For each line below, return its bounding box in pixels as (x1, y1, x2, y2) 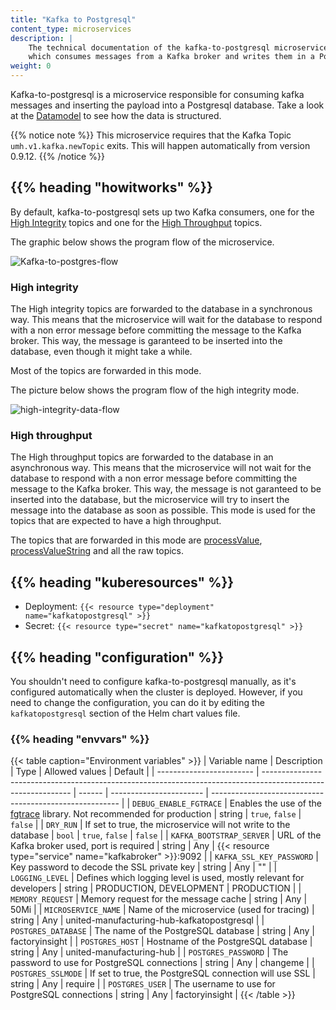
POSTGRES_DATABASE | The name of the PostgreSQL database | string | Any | (10, 925, 315, 937)
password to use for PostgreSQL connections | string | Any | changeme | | (10, 957, 315, 969)
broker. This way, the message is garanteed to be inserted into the (10, 335, 283, 347)
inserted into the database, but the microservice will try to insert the (10, 494, 290, 506)
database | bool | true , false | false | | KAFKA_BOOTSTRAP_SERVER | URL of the (10, 829, 322, 841)
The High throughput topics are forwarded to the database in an (10, 451, 274, 463)
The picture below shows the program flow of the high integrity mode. (10, 384, 300, 396)
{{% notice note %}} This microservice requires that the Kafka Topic (10, 129, 292, 141)
